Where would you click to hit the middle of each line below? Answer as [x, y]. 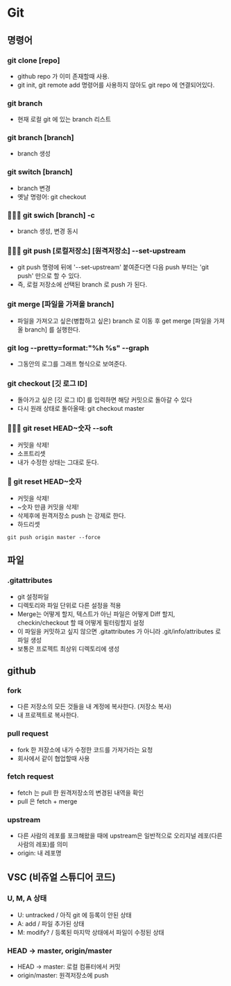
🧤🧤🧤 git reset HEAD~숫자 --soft [60, 428]
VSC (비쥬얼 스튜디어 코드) [61, 877]
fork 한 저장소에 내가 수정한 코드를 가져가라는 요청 [85, 749]
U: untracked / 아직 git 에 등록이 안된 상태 [74, 915]
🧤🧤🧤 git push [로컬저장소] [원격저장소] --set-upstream [96, 250]
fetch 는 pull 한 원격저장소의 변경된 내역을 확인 [80, 792]
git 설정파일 [33, 596]
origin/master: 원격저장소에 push [63, 976]
